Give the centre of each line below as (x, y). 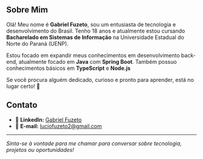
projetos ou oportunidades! (40, 149)
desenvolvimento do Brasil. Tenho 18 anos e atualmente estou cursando (96, 31)
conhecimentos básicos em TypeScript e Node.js (69, 68)
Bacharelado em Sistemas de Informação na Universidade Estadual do (95, 37)
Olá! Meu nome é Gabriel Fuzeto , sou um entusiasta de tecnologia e (91, 24)
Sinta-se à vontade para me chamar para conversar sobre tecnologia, (94, 143)
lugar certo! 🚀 (23, 86)
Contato (22, 105)
